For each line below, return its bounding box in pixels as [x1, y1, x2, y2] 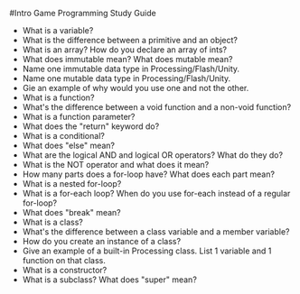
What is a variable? [22, 25, 94, 35]
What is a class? [22, 216, 83, 227]
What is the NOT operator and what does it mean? [22, 160, 210, 170]
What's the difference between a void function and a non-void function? [22, 102, 292, 112]
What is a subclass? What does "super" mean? [22, 274, 197, 285]
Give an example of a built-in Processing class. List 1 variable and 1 [22, 245, 272, 256]
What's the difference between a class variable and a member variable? [22, 226, 290, 237]
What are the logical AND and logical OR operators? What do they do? [22, 150, 283, 161]
